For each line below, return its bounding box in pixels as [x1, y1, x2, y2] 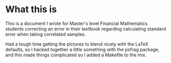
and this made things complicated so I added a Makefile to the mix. [5, 52, 147, 58]
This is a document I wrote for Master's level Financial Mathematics [5, 20, 147, 26]
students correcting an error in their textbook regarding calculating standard [5, 25, 166, 31]
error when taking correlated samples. [5, 31, 86, 37]
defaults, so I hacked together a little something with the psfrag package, [5, 46, 160, 52]
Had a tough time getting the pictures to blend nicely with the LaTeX [5, 41, 148, 47]
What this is [5, 4, 57, 15]
